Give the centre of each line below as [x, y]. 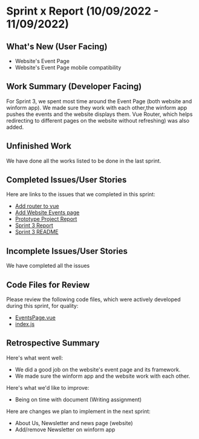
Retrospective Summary [53, 343]
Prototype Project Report [46, 219]
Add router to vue [37, 206]
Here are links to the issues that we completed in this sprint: [81, 194]
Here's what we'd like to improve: [48, 387]
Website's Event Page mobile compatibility [68, 67]
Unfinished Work [39, 146]
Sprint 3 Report [34, 225]
